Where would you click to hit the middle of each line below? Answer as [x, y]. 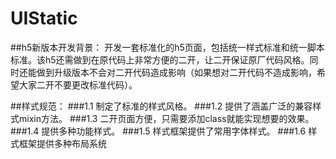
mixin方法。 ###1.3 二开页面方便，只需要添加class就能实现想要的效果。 [166, 118]
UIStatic [44, 18]
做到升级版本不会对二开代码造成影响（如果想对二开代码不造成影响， [176, 72]
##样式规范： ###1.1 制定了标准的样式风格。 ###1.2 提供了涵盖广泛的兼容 [161, 106]
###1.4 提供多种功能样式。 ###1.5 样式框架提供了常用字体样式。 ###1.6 [158, 131]
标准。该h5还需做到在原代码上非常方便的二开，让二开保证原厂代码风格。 [160, 59]
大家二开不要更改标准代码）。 [78, 84]
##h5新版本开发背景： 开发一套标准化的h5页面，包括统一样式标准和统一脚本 [167, 47]
